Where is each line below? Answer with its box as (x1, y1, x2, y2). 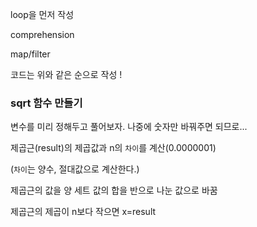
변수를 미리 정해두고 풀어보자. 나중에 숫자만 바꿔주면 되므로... (10, 121, 248, 133)
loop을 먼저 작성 (10, 9, 75, 20)
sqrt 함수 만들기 (10, 96, 83, 110)
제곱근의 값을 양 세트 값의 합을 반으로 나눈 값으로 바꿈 (10, 184, 218, 197)
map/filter (10, 48, 51, 60)
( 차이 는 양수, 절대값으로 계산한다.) (10, 163, 140, 175)
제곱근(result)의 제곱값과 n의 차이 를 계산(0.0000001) (10, 142, 217, 154)
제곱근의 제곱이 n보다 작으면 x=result (10, 206, 157, 218)
